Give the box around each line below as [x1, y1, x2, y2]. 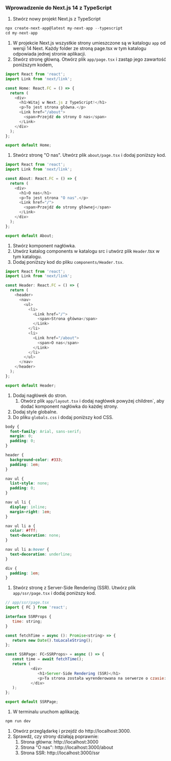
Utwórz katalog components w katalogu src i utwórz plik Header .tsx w [12, 248, 160, 254]
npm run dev [5, 719, 31, 724]
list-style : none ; [10, 481, 50, 486]
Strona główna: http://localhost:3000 [20, 738, 99, 745]
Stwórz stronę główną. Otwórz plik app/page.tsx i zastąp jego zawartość [12, 56, 166, 63]
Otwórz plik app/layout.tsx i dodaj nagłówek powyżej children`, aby [20, 397, 164, 404]
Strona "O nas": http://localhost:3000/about [20, 744, 113, 750]
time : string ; [12, 619, 43, 624]
